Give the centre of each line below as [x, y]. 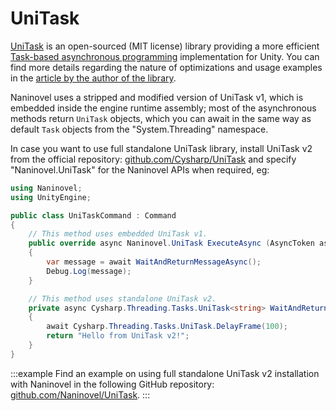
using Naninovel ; [46, 188]
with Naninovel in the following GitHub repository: [112, 384]
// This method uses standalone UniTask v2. [122, 298]
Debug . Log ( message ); [89, 271]
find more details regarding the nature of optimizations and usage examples [166, 67]
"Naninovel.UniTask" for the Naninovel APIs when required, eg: [140, 169]
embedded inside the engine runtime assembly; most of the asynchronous [163, 108]
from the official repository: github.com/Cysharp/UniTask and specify [153, 159]
